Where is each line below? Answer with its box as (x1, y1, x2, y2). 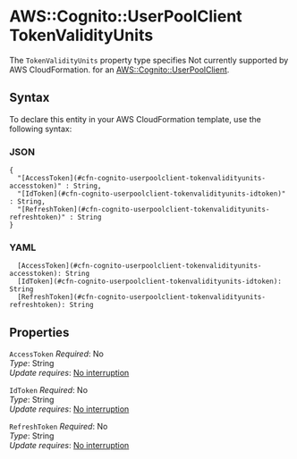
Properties (9, 324, 70, 340)
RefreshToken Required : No (9, 421, 108, 432)
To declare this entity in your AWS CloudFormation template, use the (9, 113, 261, 124)
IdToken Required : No (9, 385, 88, 396)
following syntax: (9, 123, 72, 134)
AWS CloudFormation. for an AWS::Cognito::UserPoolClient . (9, 64, 230, 75)
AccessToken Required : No (9, 348, 105, 359)
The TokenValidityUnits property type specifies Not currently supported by (9, 54, 289, 65)
